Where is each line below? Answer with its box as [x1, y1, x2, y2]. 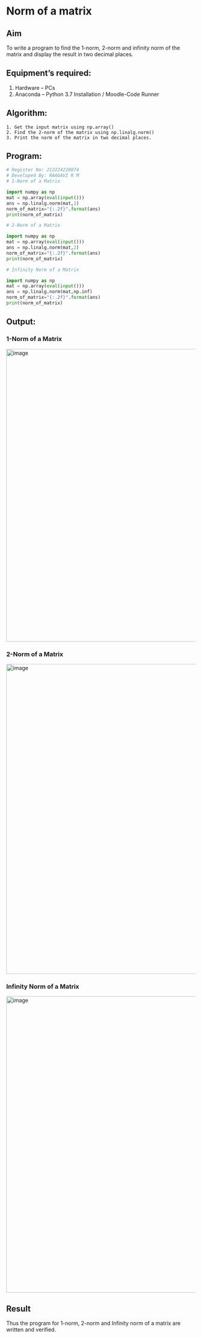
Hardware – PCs [14, 84, 55, 91]
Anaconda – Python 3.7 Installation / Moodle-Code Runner [14, 91, 159, 98]
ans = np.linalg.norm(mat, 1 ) [6, 200, 79, 206]
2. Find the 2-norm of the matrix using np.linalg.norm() [6, 129, 155, 135]
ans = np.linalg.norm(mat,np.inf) [6, 288, 93, 295]
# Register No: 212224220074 [6, 167, 79, 173]
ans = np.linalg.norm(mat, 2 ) [6, 244, 79, 251]
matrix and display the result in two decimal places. [6, 51, 133, 58]
